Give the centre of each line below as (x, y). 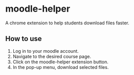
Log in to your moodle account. (46, 51)
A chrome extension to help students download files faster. (67, 23)
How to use (24, 39)
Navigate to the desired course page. (52, 56)
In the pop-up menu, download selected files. (61, 67)
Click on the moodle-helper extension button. (60, 62)
